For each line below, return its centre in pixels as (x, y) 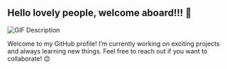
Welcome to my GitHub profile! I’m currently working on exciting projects (113, 44)
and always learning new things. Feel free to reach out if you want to (107, 51)
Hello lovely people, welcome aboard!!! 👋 (99, 13)
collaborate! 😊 (29, 58)
